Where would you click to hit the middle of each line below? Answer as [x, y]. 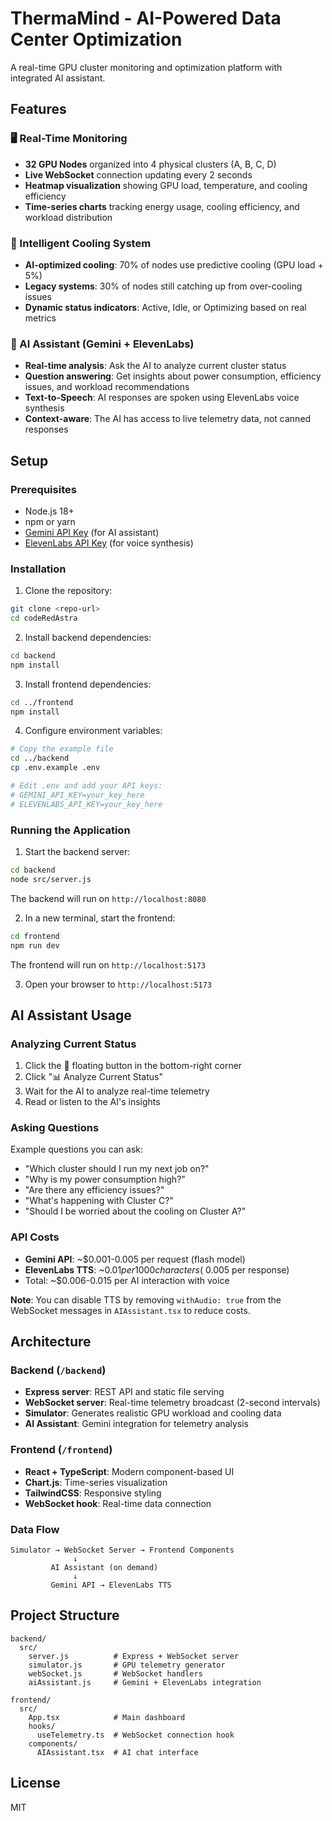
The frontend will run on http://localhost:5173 [108, 964]
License [35, 1783]
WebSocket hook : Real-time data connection [118, 1503]
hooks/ [42, 1726]
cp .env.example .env [55, 768]
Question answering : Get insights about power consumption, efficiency [173, 376]
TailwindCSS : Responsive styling [93, 1493]
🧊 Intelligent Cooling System [81, 243]
